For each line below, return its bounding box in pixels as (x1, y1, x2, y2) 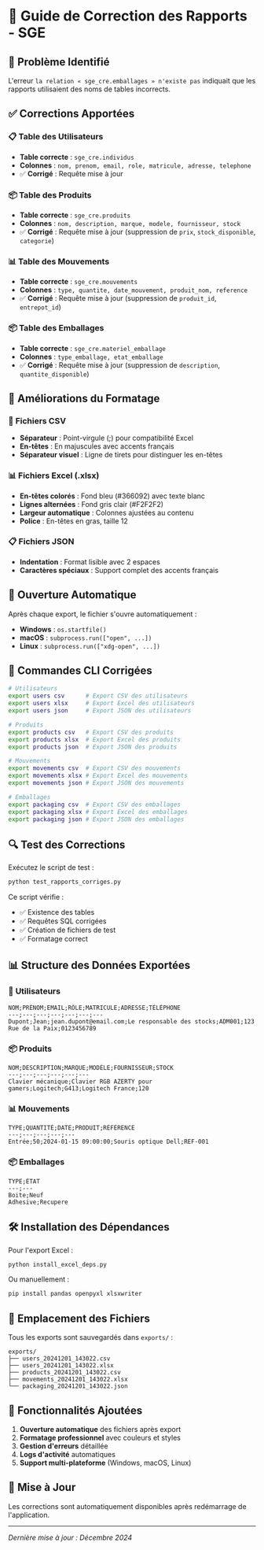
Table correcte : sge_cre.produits (19, 210, 131, 220)
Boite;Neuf (8, 1191, 44, 1199)
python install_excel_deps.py (8, 1260, 108, 1268)
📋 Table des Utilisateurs (8, 131, 104, 142)
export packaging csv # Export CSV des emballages (8, 801, 181, 808)
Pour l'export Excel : (8, 1245, 73, 1255)
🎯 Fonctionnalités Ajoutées (8, 1404, 143, 1417)
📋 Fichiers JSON (8, 536, 75, 547)
